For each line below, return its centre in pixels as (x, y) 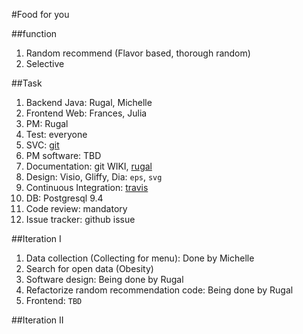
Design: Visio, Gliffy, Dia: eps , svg (94, 177)
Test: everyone (56, 134)
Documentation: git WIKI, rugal (89, 166)
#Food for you (40, 14)
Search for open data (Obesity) (89, 268)
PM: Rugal (47, 123)
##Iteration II (37, 320)
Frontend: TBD (54, 300)
